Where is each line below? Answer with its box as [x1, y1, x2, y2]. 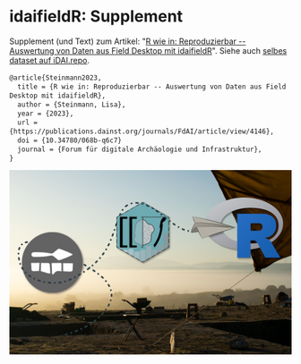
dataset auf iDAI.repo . [9, 55, 90, 65]
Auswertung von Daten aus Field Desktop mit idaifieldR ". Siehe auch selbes [9, 45, 288, 55]
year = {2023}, [17, 109, 74, 118]
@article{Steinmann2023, [9, 73, 102, 82]
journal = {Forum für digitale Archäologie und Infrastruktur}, [17, 145, 262, 154]
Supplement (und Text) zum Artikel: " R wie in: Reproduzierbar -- [9, 36, 246, 47]
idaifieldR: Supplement [9, 6, 184, 27]
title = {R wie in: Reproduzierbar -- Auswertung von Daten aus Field [17, 82, 287, 91]
